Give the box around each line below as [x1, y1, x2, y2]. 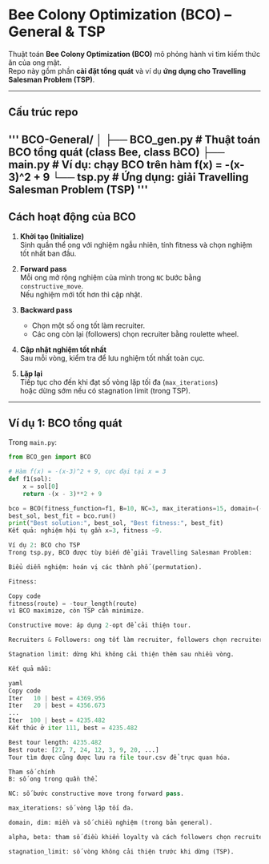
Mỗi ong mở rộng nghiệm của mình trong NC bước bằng [19, 273, 202, 282]
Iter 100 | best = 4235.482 [8, 717, 106, 725]
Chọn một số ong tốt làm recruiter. [31, 321, 146, 330]
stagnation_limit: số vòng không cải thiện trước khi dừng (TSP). [8, 847, 235, 855]
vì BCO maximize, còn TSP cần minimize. [8, 607, 146, 615]
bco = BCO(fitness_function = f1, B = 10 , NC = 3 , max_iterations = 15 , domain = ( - [8, 504, 263, 512]
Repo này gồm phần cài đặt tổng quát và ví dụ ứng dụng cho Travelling [8, 66, 247, 75]
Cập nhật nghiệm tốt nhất [19, 345, 106, 354]
